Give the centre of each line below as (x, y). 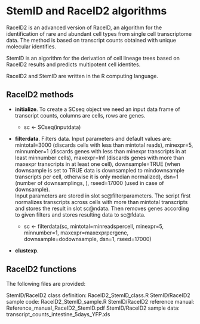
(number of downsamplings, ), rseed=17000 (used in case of (89, 183)
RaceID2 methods (40, 95)
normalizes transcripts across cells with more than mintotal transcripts (101, 202)
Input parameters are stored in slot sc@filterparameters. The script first (103, 196)
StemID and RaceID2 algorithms (87, 11)
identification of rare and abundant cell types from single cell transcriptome (99, 33)
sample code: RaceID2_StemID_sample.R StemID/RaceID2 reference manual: (100, 301)
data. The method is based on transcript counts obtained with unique (91, 40)
